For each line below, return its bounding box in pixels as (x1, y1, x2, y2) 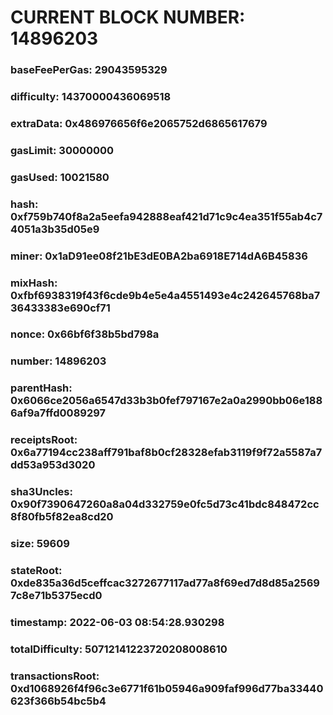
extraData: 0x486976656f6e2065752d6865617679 (10, 116, 268, 130)
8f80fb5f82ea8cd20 (10, 510, 114, 524)
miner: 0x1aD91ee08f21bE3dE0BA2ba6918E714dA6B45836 (10, 249, 308, 263)
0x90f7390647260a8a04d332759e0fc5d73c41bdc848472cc (10, 497, 320, 511)
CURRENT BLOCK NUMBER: (10, 6, 246, 29)
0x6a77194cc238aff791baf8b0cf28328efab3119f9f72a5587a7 (10, 446, 323, 460)
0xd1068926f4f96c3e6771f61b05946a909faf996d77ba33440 (10, 681, 324, 695)
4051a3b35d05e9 (10, 222, 100, 236)
